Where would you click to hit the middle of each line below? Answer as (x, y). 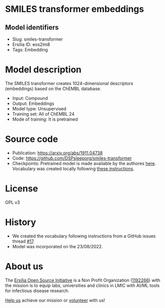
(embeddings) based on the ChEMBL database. (53, 88)
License (22, 189)
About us (24, 266)
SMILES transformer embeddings (75, 9)
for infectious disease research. (37, 291)
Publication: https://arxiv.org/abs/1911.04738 (57, 153)
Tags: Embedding (30, 50)
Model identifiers (32, 27)
